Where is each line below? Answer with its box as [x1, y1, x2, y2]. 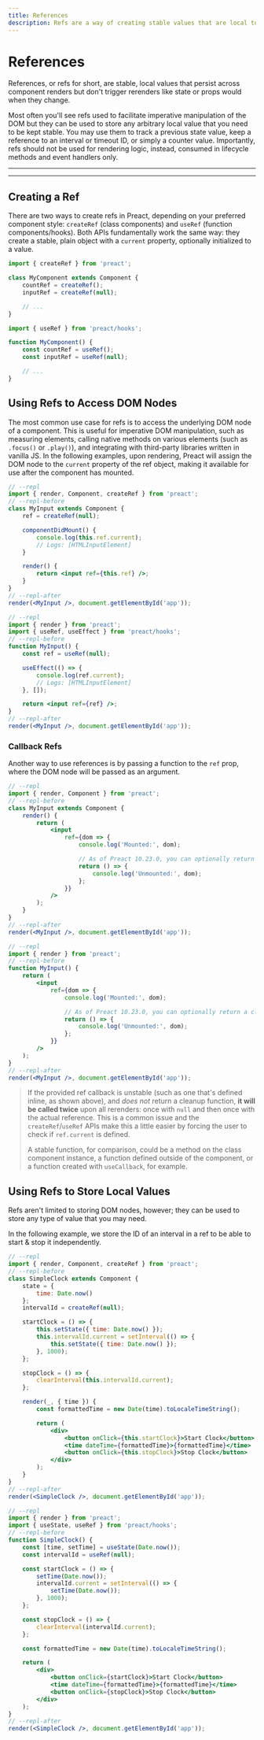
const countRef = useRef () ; [22, 346, 114, 354]
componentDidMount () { [22, 526, 97, 534]
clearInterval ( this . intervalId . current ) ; [36, 1376, 174, 1384]
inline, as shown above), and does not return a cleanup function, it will [27, 1096, 255, 1106]
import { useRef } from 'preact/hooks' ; [8, 324, 143, 332]
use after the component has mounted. [8, 468, 134, 477]
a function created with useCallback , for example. [27, 1162, 188, 1172]
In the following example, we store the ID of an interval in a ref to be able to [8, 1229, 251, 1238]
